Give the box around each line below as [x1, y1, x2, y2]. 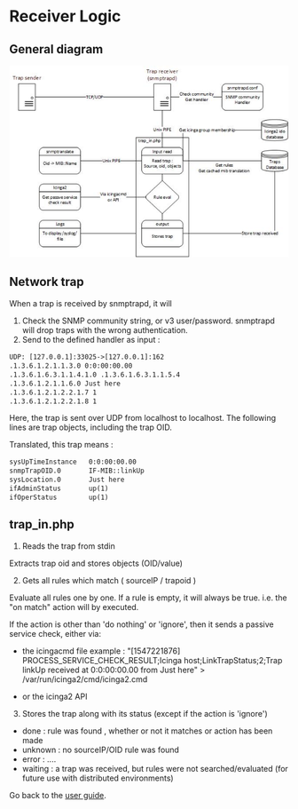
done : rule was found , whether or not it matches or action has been [21, 726, 273, 736]
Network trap [9, 274, 84, 289]
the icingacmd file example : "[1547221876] [21, 646, 181, 656]
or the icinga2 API [21, 691, 88, 702]
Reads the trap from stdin [21, 540, 115, 551]
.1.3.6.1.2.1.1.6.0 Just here [9, 379, 122, 388]
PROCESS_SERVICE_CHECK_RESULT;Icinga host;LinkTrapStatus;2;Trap [21, 654, 283, 665]
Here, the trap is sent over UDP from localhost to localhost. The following [9, 412, 277, 423]
